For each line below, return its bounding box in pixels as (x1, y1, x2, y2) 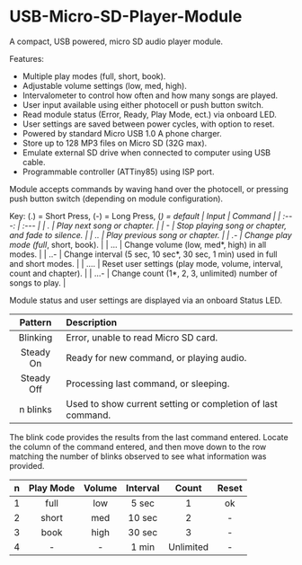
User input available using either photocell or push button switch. (22, 99, 264, 110)
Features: (9, 53, 45, 64)
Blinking (18, 331, 53, 343)
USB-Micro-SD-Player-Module (9, 6, 243, 27)
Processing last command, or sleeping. (66, 377, 230, 390)
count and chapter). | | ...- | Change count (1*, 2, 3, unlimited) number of (9, 268, 278, 278)
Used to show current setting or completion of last (66, 397, 279, 410)
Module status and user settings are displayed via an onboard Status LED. (9, 295, 283, 305)
